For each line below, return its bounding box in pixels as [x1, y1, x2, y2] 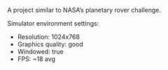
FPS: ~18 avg [17, 55, 56, 63]
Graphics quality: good [17, 40, 84, 48]
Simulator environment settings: [7, 19, 99, 27]
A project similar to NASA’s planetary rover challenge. [7, 6, 161, 14]
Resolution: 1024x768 [17, 33, 80, 41]
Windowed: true [17, 48, 64, 55]
